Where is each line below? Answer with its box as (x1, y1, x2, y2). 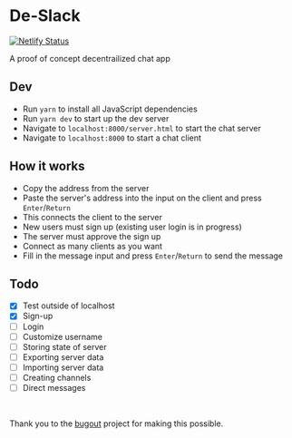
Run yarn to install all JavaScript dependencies (22, 103, 198, 114)
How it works (9, 159, 85, 174)
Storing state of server (22, 341, 107, 352)
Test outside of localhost (22, 300, 115, 311)
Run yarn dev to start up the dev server (22, 112, 170, 123)
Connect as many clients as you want (22, 240, 163, 251)
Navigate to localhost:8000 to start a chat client (22, 132, 202, 143)
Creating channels (22, 372, 92, 383)
